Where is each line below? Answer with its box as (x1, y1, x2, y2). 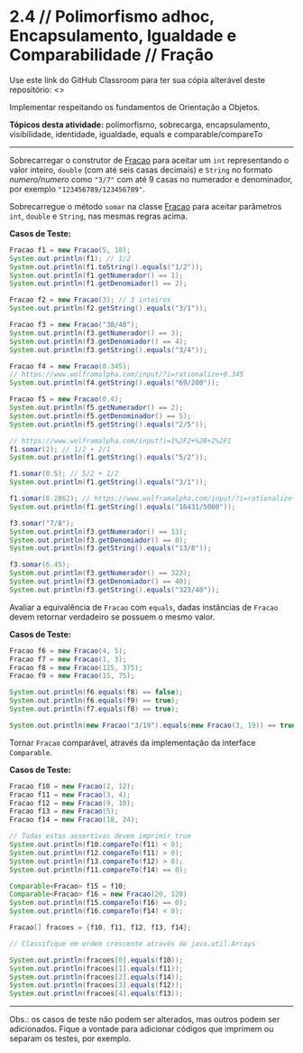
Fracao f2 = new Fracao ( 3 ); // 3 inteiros (9, 295, 171, 304)
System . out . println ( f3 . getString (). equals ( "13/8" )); (9, 544, 212, 553)
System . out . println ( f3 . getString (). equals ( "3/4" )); (9, 345, 207, 354)
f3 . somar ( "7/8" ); (9, 518, 75, 527)
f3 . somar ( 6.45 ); (9, 560, 70, 570)
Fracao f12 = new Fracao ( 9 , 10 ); (9, 798, 135, 807)
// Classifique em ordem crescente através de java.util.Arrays (9, 939, 256, 948)
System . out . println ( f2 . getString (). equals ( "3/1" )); (9, 304, 207, 313)
